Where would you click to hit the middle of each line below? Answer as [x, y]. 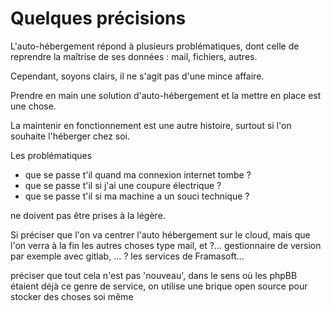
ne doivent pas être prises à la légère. [88, 215]
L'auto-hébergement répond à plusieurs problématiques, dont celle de [155, 46]
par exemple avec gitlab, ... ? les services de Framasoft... [127, 256]
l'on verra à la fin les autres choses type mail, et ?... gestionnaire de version [166, 245]
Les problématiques [51, 155]
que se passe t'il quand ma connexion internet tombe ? [138, 174]
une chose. [33, 106]
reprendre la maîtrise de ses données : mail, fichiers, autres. [134, 56]
